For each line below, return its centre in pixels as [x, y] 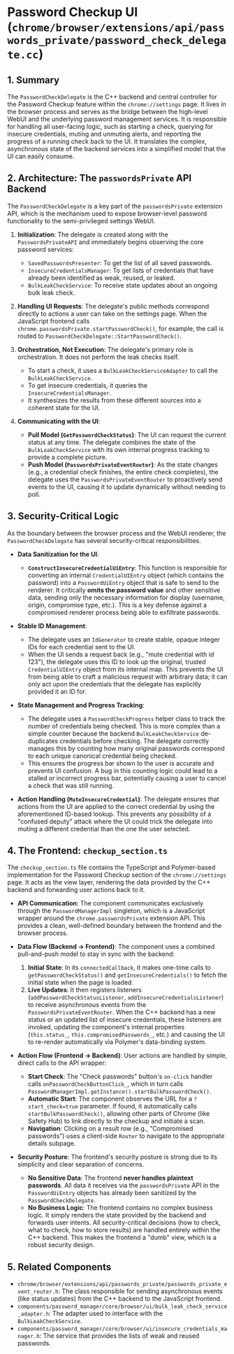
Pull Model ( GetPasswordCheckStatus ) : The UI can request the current [127, 435]
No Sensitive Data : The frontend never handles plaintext [110, 1178]
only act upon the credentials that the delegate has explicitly [115, 684]
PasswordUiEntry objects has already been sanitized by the [112, 1193]
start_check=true [53, 1107]
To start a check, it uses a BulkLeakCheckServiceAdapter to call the [123, 370]
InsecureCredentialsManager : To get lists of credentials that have [121, 270]
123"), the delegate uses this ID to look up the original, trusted [117, 661]
